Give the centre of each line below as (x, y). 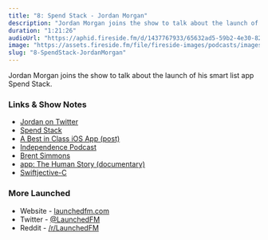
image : (19, 45)
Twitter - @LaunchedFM (60, 219)
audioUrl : (25, 38)
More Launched (39, 194)
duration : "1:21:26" (43, 30)
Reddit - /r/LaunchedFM (59, 227)
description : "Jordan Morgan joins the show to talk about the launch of (134, 23)
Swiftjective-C (43, 173)
